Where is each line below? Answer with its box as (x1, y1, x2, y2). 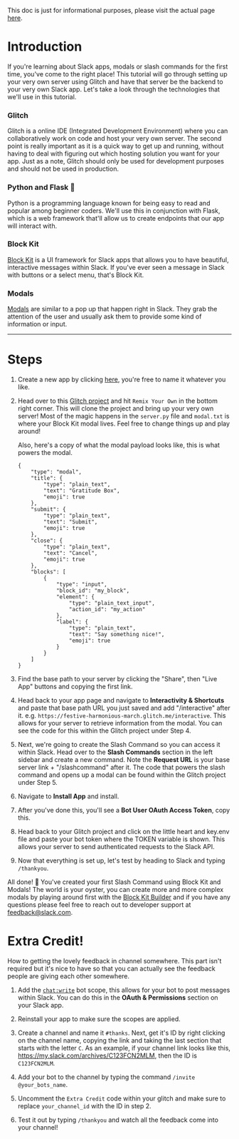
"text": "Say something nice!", (68, 631, 165, 638)
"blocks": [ (31, 568, 66, 576)
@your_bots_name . (17, 1080, 68, 1088)
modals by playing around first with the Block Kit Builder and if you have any (7, 893, 231, 902)
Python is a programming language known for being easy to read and (7, 199, 211, 207)
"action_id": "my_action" (68, 606, 146, 613)
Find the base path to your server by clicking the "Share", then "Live (17, 675, 218, 683)
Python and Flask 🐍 (7, 182, 75, 192)
